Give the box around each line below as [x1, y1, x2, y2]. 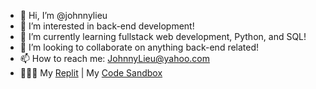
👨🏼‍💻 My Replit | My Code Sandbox [19, 67, 163, 79]
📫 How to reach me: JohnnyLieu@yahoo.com [19, 53, 210, 64]
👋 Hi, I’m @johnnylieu [19, 10, 108, 21]
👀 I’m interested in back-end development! [19, 20, 195, 32]
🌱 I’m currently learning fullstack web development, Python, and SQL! [19, 31, 307, 42]
